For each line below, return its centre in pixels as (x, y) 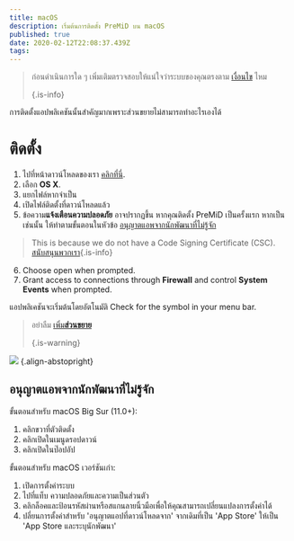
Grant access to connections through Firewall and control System (145, 280)
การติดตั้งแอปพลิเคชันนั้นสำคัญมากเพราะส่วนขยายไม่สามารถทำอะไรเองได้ (116, 112)
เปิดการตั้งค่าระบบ (48, 485)
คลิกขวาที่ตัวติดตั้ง (48, 429)
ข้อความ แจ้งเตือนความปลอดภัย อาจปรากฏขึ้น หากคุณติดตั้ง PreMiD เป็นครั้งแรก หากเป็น (153, 215)
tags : (19, 51)
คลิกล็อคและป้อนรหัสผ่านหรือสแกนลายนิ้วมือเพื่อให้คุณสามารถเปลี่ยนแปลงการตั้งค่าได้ (147, 505)
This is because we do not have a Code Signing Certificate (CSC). (153, 243)
